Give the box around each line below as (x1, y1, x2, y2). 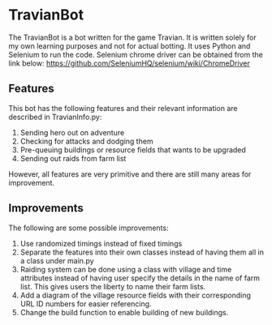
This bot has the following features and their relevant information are (8, 103, 238, 113)
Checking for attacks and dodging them (19, 136, 153, 146)
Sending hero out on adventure (19, 127, 125, 137)
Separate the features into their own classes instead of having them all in (19, 247, 264, 257)
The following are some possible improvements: (8, 223, 169, 233)
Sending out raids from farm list (19, 153, 127, 163)
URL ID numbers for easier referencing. (19, 298, 152, 309)
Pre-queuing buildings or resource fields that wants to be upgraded (19, 144, 246, 155)
